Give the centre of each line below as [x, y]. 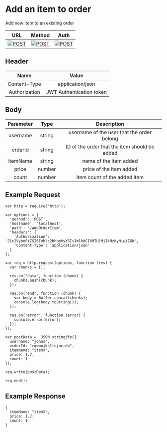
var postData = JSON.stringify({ [41, 337]
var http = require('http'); [35, 206]
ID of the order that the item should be [110, 147]
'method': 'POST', [29, 219]
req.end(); [16, 381]
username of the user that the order [110, 132]
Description [110, 124]
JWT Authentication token [76, 92]
